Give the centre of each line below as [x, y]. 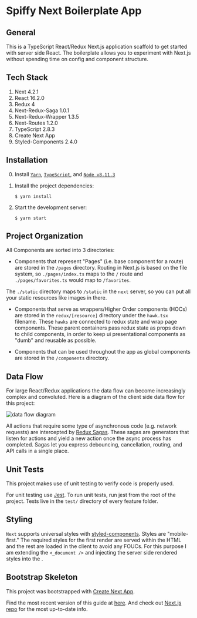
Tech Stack [27, 78]
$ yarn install [33, 196]
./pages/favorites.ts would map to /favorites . [72, 280]
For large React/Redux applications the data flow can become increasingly [96, 391]
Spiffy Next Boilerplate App [74, 11]
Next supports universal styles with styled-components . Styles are [86, 533]
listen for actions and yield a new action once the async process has [89, 438]
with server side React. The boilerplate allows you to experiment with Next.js [98, 53]
